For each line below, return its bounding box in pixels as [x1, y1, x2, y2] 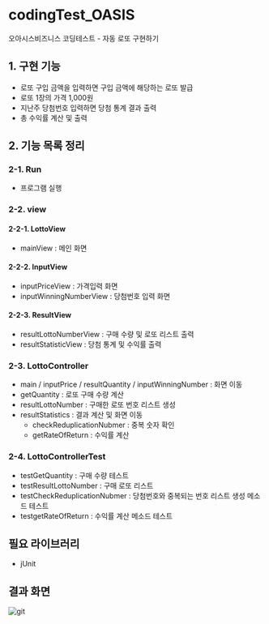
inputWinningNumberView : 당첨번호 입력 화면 [19, 291, 171, 301]
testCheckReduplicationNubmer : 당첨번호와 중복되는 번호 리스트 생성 [19, 490, 246, 500]
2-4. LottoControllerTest [8, 451, 106, 463]
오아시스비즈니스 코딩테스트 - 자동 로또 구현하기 [8, 33, 160, 43]
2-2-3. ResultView [8, 310, 71, 320]
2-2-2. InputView [8, 262, 68, 272]
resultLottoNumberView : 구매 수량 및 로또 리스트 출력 [19, 329, 194, 339]
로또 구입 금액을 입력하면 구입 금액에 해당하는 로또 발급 [19, 83, 194, 92]
